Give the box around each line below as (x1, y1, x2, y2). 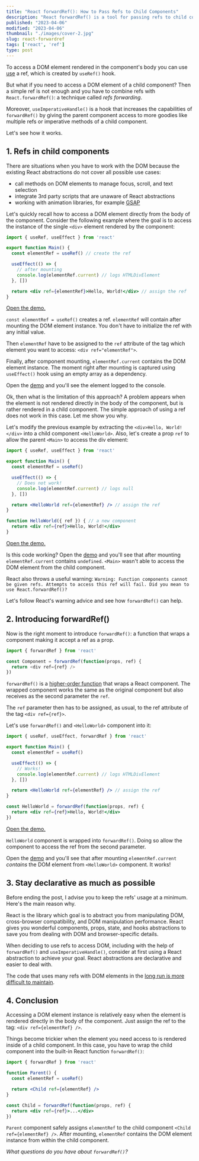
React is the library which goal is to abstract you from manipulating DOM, (6, 911, 185, 918)
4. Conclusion (6, 995, 59, 1005)
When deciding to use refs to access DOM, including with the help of (6, 942, 174, 949)
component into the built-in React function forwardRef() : (6, 1048, 145, 1055)
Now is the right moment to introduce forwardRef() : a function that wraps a (6, 630, 190, 637)
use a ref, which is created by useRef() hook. (6, 69, 116, 77)
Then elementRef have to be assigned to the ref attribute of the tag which (6, 340, 185, 347)
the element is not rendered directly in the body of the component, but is (6, 400, 184, 407)
